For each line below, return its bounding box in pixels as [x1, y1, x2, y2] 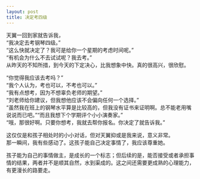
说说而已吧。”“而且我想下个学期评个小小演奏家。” [6, 111, 124, 118]
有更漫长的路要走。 [6, 166, 54, 174]
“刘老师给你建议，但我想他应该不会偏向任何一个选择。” [6, 96, 139, 103]
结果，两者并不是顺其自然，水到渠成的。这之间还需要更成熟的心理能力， [16, 159, 195, 166]
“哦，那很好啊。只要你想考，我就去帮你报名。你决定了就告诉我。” [6, 119, 165, 126]
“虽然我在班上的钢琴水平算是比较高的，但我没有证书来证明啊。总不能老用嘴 [6, 104, 192, 111]
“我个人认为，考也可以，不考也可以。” [6, 81, 97, 88]
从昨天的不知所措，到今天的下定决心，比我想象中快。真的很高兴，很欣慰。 [6, 61, 189, 69]
